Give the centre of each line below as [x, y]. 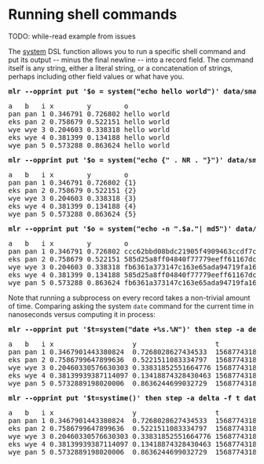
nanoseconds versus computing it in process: [82, 314]
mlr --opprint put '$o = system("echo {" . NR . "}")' [116, 160]
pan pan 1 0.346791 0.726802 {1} [73, 183]
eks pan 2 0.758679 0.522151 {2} [73, 190]
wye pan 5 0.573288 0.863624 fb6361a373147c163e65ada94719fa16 [132, 283]
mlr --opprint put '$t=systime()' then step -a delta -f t [125, 398]
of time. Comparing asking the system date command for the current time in [131, 306]
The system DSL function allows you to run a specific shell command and [127, 51]
